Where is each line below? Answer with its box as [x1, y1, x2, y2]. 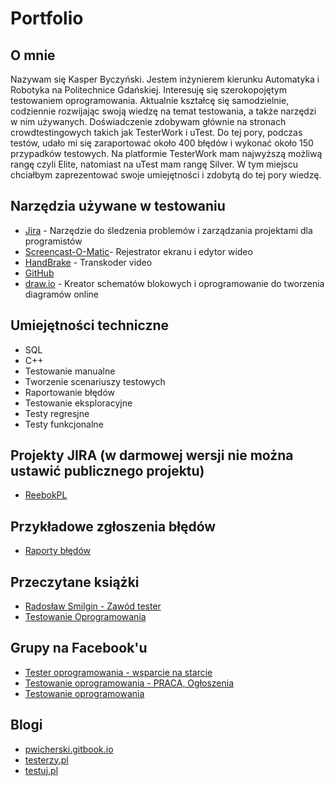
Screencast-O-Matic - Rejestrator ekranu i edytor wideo [24, 245, 253, 257]
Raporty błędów [24, 545, 92, 557]
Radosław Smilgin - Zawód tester [24, 600, 162, 612]
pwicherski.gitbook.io [24, 743, 114, 755]
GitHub [24, 267, 55, 279]
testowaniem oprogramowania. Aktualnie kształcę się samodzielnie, [10, 95, 290, 106]
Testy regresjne [24, 407, 90, 419]
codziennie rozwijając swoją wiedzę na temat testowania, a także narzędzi [10, 105, 317, 117]
